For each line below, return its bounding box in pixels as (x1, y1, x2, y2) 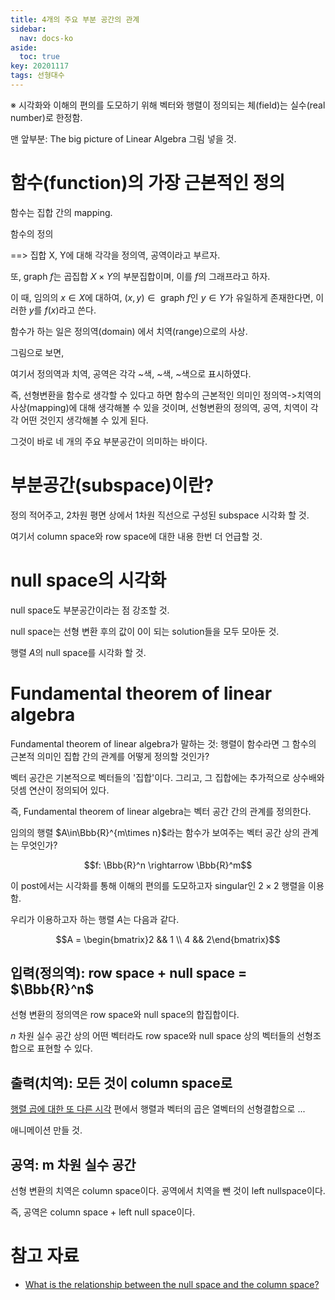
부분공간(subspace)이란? (10, 474, 215, 496)
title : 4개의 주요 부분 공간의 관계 (10, 14, 140, 25)
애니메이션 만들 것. (10, 1124, 83, 1136)
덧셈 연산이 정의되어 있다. (10, 784, 110, 796)
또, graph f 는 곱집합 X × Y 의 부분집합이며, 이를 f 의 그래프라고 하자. (10, 270, 271, 282)
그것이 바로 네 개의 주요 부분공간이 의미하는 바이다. (10, 435, 208, 447)
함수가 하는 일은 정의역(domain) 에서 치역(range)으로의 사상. (10, 325, 248, 337)
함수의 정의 (10, 227, 54, 240)
